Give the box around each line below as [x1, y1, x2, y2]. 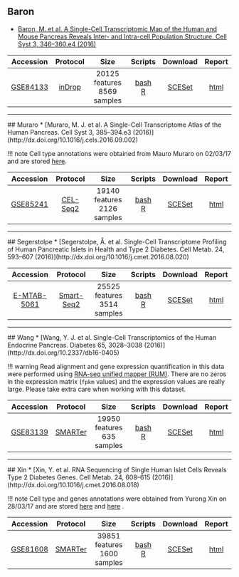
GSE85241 [11, 199, 48, 209]
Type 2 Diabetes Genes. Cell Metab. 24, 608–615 [7, 473, 151, 482]
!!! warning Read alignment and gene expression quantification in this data [7, 362, 225, 370]
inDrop [58, 82, 82, 92]
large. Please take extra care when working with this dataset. [7, 385, 186, 393]
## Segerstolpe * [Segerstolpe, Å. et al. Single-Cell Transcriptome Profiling [7, 237, 227, 246]
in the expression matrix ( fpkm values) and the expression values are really [7, 377, 225, 385]
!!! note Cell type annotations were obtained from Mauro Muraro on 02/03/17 [7, 149, 231, 157]
